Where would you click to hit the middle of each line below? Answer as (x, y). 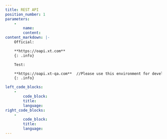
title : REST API (22, 10)
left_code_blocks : (24, 87)
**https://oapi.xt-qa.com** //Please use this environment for (82, 73)
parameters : (17, 19)
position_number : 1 (25, 14)
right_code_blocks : (25, 110)
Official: (24, 42)
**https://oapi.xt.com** (40, 51)
